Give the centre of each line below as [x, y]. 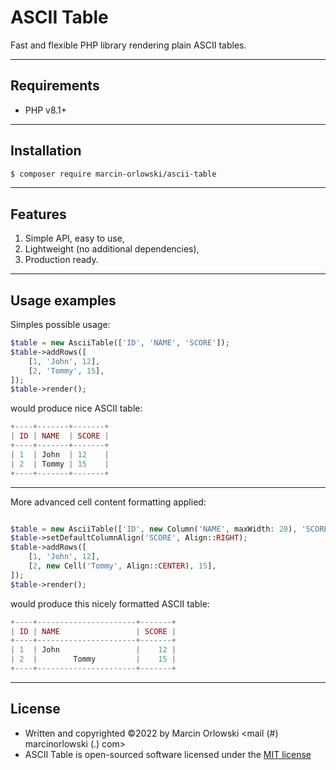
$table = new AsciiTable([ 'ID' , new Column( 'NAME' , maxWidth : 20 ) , [154, 529]
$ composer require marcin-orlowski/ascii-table [113, 174]
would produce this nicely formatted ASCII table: [110, 603]
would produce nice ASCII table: [76, 408]
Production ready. [61, 260]
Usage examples [63, 300]
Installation [46, 151]
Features [38, 214]
